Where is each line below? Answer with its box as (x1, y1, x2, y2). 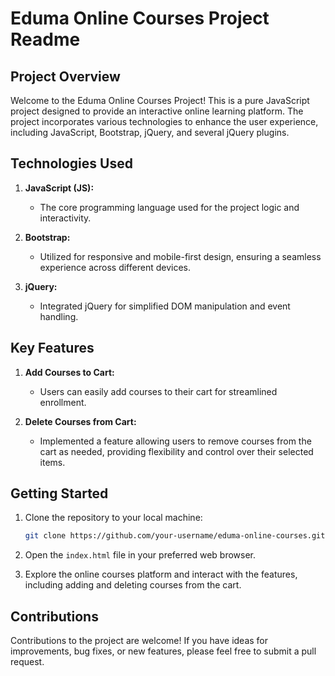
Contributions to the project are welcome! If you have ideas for (10, 635, 269, 647)
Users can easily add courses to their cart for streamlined (39, 385, 278, 397)
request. (10, 656, 45, 668)
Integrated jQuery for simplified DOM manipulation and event (39, 300, 291, 312)
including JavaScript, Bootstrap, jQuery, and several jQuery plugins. (10, 127, 290, 138)
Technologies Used (10, 155, 133, 172)
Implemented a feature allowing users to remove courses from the (39, 435, 312, 447)
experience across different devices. (39, 261, 191, 273)
